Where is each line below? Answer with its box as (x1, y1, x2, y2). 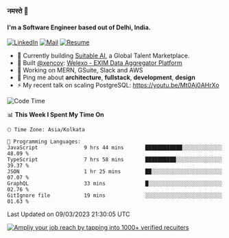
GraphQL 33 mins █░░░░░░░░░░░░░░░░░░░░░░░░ (7, 181, 223, 187)
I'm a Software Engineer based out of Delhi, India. (7, 23, 151, 31)
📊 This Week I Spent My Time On (7, 111, 104, 119)
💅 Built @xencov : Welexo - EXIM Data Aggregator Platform (16, 59, 183, 67)
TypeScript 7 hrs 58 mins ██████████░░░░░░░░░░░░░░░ (7, 157, 223, 163)
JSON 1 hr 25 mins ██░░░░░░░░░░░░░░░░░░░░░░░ (7, 168, 223, 175)
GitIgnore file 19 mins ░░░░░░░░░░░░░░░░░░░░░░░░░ (7, 192, 223, 199)
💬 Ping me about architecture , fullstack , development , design (16, 73, 195, 81)
